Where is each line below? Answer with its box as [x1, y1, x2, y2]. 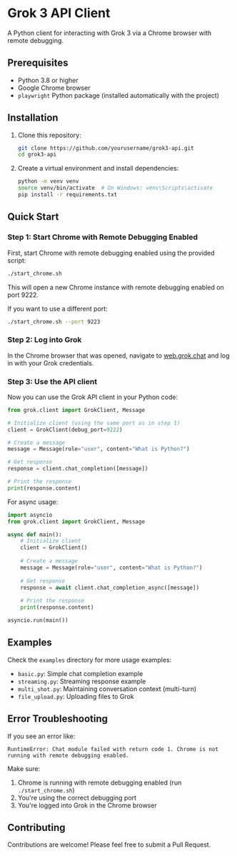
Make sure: [7, 764, 41, 772]
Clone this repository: [17, 131, 81, 139]
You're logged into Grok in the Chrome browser [17, 801, 157, 810]
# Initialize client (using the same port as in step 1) [7, 419, 181, 426]
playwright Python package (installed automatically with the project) [17, 91, 220, 99]
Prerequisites [7, 57, 69, 69]
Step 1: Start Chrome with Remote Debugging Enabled [7, 232, 198, 242]
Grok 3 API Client [7, 5, 111, 21]
